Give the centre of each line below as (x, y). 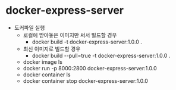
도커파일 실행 (29, 27)
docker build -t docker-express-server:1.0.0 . (87, 42)
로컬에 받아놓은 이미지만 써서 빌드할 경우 (70, 35)
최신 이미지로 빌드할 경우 (52, 49)
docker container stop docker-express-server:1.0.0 (85, 80)
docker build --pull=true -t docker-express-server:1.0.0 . (101, 55)
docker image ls (43, 62)
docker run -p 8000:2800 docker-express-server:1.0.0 (90, 68)
